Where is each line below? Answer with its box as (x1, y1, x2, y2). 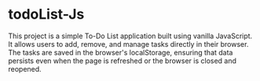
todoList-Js (8, 5, 85, 23)
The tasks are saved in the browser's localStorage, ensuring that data (8, 48, 233, 57)
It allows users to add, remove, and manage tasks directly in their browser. (8, 39, 249, 48)
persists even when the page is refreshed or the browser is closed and (8, 56, 237, 65)
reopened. (8, 64, 42, 73)
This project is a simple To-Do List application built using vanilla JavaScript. (8, 31, 253, 40)
